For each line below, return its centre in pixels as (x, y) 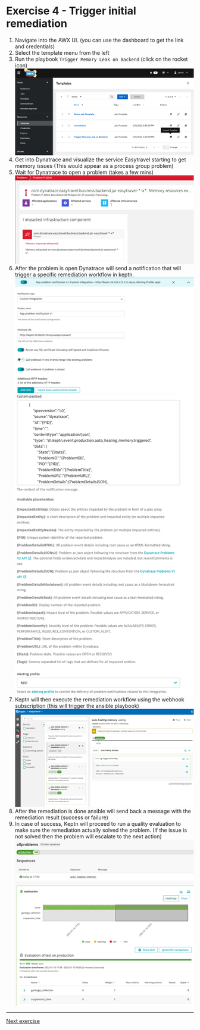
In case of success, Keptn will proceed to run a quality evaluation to (98, 824)
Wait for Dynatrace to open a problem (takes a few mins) (84, 172)
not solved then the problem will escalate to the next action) (88, 837)
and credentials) (35, 46)
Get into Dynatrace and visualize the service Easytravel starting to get (100, 160)
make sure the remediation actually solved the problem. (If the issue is (101, 830)
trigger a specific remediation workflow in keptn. (74, 274)
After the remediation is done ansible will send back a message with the (103, 811)
